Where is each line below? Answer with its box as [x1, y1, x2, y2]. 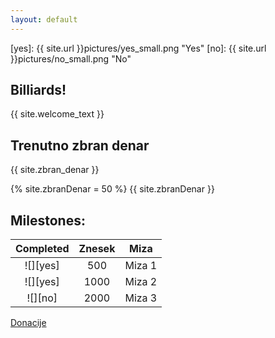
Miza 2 [124, 275, 158, 289]
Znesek [78, 242, 116, 256]
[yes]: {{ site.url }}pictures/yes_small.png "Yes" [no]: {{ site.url [10, 42, 267, 54]
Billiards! [10, 82, 67, 99]
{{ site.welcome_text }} [10, 108, 105, 120]
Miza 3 [124, 291, 158, 305]
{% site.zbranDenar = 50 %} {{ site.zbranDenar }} [10, 183, 215, 195]
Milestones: [10, 212, 86, 229]
